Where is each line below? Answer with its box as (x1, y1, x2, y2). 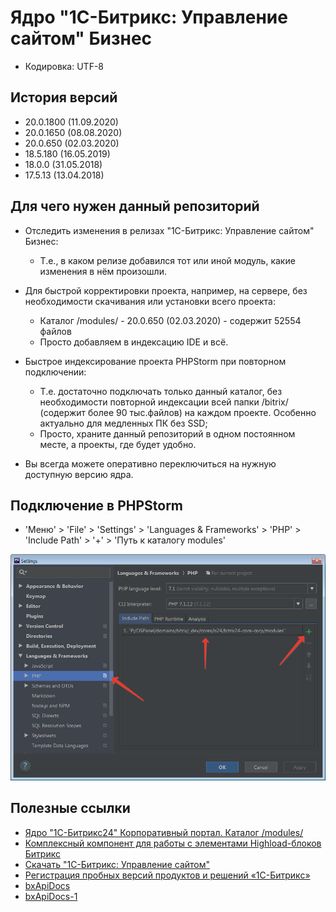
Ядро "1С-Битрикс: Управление (10, 6, 288, 29)
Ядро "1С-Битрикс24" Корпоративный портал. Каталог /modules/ (24, 826, 304, 838)
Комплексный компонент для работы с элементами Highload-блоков (24, 837, 322, 849)
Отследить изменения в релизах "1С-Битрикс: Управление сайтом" (24, 224, 315, 236)
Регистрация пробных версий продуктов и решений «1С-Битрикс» (24, 869, 311, 881)
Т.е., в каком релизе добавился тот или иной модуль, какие (39, 254, 296, 266)
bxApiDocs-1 (24, 890, 78, 902)
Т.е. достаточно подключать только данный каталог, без (39, 385, 283, 397)
